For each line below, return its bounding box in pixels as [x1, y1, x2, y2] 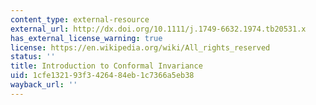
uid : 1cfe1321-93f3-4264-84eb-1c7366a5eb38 [10, 71, 195, 81]
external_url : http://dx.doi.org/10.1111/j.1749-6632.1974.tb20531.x [10, 24, 307, 34]
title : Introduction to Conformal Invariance [10, 61, 203, 71]
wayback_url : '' [10, 80, 78, 90]
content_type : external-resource [10, 14, 150, 25]
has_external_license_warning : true [10, 33, 163, 43]
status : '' [10, 52, 56, 62]
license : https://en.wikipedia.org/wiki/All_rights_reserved [10, 42, 271, 53]
